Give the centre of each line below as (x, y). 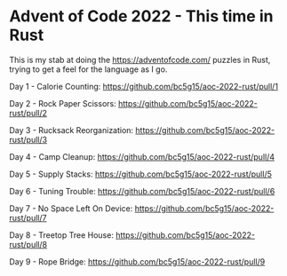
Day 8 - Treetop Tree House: (61, 235)
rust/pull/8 (28, 244)
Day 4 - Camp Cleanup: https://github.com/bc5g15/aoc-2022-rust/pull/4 (142, 156)
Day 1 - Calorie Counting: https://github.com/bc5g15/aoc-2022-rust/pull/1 (143, 86)
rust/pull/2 (28, 113)
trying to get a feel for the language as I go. (88, 69)
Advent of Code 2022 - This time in (141, 16)
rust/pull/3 (28, 139)
